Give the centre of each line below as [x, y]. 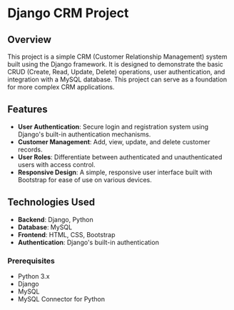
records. [30, 149]
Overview [30, 40]
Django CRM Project [68, 13]
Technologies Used [51, 202]
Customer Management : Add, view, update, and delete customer [114, 141]
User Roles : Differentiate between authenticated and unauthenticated [120, 157]
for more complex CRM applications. [61, 87]
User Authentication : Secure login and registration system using [113, 126]
